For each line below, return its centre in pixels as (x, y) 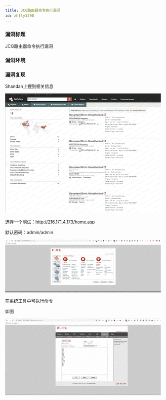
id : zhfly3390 (20, 16)
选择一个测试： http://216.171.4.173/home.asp (50, 222)
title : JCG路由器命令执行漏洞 (33, 10)
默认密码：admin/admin (29, 232)
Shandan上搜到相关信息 (29, 86)
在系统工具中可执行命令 (29, 301)
